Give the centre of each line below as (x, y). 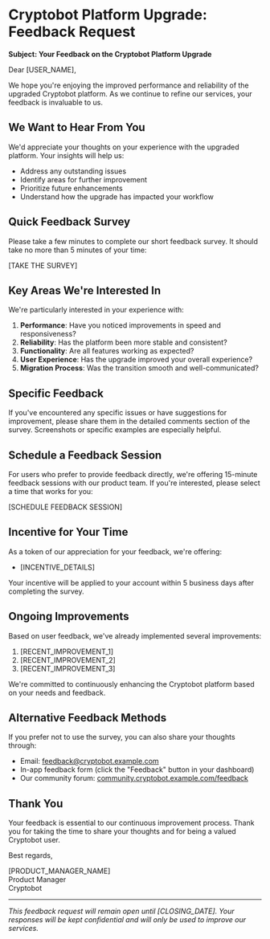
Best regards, (31, 855)
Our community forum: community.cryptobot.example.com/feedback (134, 778)
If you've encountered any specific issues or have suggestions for (118, 413)
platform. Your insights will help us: (66, 155)
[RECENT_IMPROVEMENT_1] (67, 651)
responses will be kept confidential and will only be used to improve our (127, 920)
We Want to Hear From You (77, 127)
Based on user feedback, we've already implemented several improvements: (135, 635)
